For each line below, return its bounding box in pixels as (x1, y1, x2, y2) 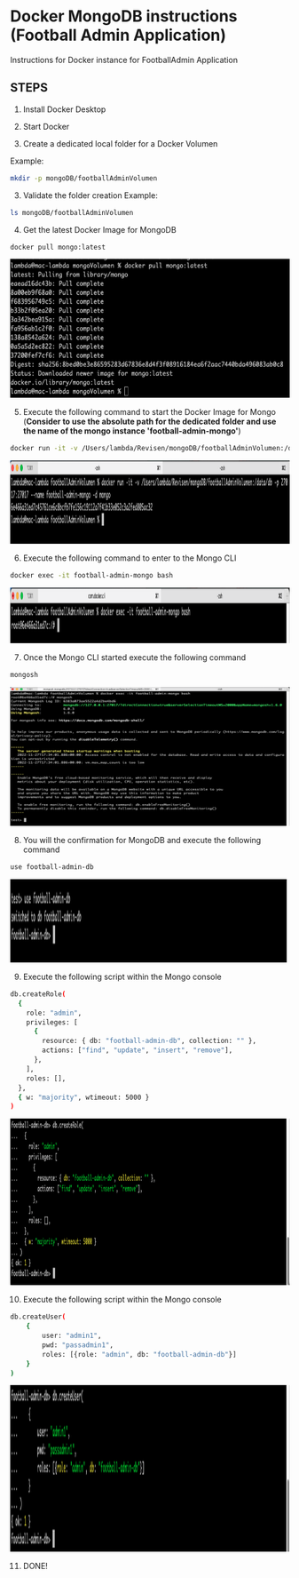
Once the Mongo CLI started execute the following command (22, 652, 247, 663)
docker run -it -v (10, 444, 78, 453)
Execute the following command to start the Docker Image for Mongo (22, 407, 276, 418)
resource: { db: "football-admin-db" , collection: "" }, (42, 1037, 256, 1046)
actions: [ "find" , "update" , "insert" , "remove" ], (42, 1046, 233, 1055)
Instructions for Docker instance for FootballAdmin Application (10, 54, 239, 65)
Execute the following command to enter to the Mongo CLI (22, 553, 237, 563)
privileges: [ (26, 1017, 78, 1027)
